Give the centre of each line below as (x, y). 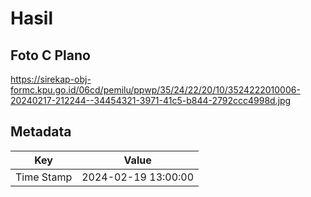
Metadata (41, 132)
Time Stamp (44, 177)
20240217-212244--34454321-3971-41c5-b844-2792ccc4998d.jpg (151, 100)
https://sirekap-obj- (51, 79)
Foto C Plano (50, 55)
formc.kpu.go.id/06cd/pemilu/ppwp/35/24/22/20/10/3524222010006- (155, 90)
